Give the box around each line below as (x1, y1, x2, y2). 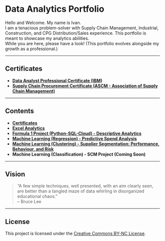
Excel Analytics (12, 125, 45, 131)
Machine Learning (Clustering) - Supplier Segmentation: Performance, (12, 141, 160, 147)
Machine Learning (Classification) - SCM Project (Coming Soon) (12, 151, 146, 157)
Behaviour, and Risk (12, 146, 54, 152)
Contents (5, 107, 34, 115)
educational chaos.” (17, 193, 57, 199)
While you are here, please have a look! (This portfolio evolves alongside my (5, 40, 160, 46)
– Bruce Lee (17, 199, 42, 205)
